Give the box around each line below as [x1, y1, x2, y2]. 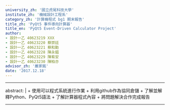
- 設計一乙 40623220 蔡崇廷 [5, 40, 59, 45]
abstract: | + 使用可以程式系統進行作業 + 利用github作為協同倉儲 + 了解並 [5, 88, 158, 93]
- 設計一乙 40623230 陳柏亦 [5, 59, 59, 64]
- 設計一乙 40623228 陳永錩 [5, 49, 59, 54]
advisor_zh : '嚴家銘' [5, 64, 49, 69]
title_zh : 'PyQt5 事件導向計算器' [5, 21, 73, 27]
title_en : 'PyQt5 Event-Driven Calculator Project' [5, 26, 116, 31]
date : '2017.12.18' [5, 69, 47, 74]
